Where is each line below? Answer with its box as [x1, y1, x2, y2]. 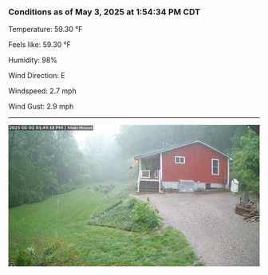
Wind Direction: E [8, 71, 65, 81]
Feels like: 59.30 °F [8, 40, 72, 49]
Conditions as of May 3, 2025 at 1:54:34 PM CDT [8, 6, 201, 18]
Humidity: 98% [8, 55, 58, 65]
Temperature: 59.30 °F [8, 25, 83, 34]
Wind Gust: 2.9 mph [8, 102, 74, 112]
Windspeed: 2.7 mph [8, 86, 77, 96]
